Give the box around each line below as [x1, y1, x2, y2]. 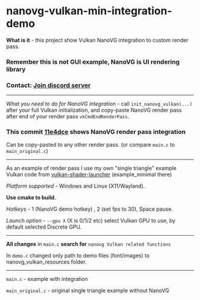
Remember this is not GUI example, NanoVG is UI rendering [6, 58, 180, 66]
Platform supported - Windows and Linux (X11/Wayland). [6, 183, 145, 190]
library [6, 65, 26, 73]
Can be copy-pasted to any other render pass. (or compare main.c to [6, 141, 176, 148]
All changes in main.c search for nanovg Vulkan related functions [6, 240, 171, 248]
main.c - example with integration [6, 276, 88, 283]
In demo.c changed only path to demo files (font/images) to [6, 252, 150, 260]
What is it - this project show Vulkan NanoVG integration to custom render [6, 36, 189, 43]
